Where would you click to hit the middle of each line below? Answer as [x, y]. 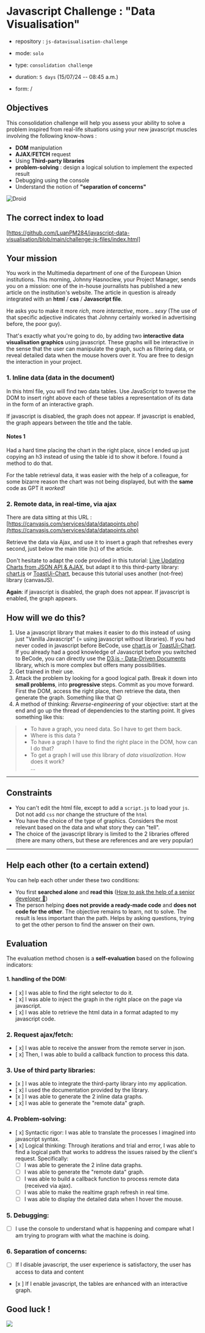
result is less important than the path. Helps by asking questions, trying [105, 918]
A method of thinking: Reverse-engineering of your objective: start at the [106, 704]
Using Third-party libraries [50, 160]
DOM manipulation [39, 148]
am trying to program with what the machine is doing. [82, 1236]
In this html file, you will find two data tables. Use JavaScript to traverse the [101, 391]
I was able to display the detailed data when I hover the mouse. [103, 1199]
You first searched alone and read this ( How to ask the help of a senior [105, 892]
